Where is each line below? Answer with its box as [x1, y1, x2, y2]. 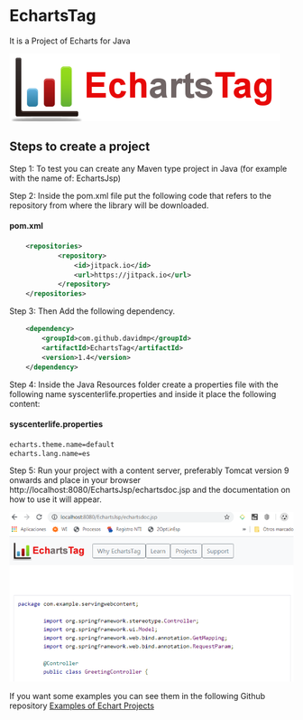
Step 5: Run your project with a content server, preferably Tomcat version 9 [9, 465, 289, 476]
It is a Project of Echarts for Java [9, 35, 131, 46]
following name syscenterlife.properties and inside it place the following [9, 388, 277, 399]
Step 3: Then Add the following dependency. [9, 306, 176, 317]
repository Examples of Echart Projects [9, 700, 155, 711]
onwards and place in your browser [9, 474, 142, 485]
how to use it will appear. [9, 494, 102, 505]
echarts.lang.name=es [9, 449, 91, 458]
